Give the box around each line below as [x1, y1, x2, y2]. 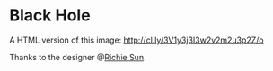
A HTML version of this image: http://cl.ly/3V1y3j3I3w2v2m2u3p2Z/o [9, 35, 264, 45]
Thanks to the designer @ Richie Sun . [9, 51, 146, 62]
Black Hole [9, 5, 92, 26]
